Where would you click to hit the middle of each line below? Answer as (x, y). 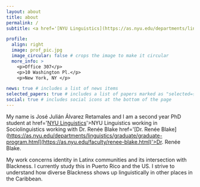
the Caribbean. (24, 179)
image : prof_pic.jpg (37, 50)
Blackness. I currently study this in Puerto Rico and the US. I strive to (90, 166)
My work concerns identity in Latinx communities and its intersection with (96, 160)
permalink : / (22, 23)
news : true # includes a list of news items (62, 89)
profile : (17, 39)
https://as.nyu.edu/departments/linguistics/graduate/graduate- (85, 135)
